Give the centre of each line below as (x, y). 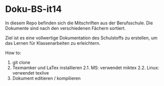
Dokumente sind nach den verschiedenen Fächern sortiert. (65, 28)
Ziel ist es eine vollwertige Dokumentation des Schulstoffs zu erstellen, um (82, 38)
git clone (21, 62)
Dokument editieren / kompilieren (46, 78)
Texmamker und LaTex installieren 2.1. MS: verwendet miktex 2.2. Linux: (86, 68)
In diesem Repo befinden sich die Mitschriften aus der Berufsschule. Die (79, 23)
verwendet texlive (31, 73)
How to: (13, 53)
